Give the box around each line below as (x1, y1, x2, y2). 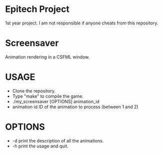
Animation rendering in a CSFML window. (5, 54, 90, 60)
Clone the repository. (12, 88, 56, 94)
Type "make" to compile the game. (12, 93, 83, 99)
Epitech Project (5, 3, 70, 15)
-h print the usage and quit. (12, 143, 69, 149)
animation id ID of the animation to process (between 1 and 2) (12, 104, 139, 110)
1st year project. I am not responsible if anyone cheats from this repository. (5, 20, 159, 26)
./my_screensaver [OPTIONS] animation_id (12, 98, 100, 104)
